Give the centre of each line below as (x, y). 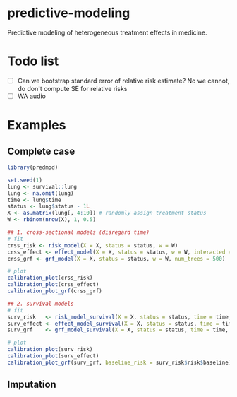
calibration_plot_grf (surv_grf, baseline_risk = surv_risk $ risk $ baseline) (120, 362)
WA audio (31, 96)
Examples (37, 125)
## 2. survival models (41, 304)
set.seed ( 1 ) (25, 180)
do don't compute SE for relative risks (72, 88)
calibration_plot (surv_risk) (50, 350)
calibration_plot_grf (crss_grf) (55, 291)
